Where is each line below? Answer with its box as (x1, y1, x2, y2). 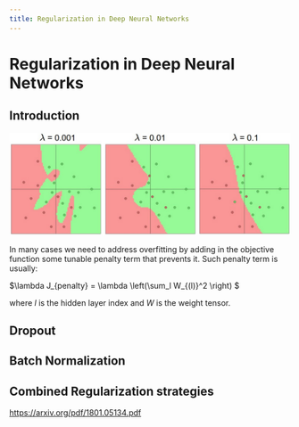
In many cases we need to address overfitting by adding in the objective (9, 243, 275, 254)
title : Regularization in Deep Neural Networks (9, 14, 190, 23)
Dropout (9, 324, 56, 339)
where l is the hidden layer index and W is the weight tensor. (9, 297, 231, 308)
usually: (9, 263, 38, 274)
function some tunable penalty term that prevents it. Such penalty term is (9, 253, 278, 264)
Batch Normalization (9, 353, 126, 369)
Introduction (9, 108, 80, 124)
